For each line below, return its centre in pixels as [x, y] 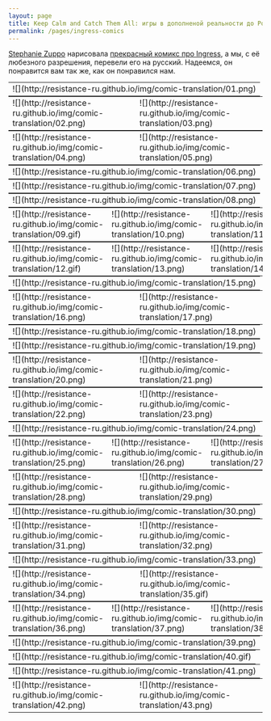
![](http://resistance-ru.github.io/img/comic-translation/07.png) [134, 186]
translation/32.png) [177, 546]
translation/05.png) [177, 158]
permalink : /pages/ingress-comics [67, 31]
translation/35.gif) [174, 594]
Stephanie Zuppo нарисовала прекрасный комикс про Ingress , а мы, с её [134, 54]
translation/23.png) [177, 415]
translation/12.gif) [47, 269]
